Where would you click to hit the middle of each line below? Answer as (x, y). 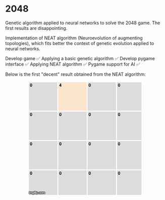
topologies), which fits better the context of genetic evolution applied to (80, 43)
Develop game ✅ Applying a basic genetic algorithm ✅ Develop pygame (80, 58)
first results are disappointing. (36, 28)
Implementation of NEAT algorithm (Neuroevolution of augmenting (74, 38)
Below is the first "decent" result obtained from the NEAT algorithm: (76, 74)
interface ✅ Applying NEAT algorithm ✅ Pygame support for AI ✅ (73, 64)
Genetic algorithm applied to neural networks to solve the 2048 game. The (83, 23)
